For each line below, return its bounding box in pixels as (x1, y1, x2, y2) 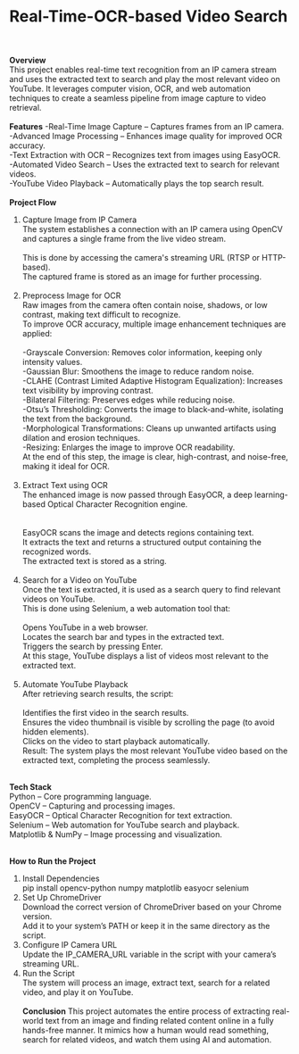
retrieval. (9, 102, 42, 112)
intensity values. (21, 356, 83, 367)
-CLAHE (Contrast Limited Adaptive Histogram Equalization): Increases (21, 375, 284, 386)
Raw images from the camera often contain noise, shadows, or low (21, 299, 268, 310)
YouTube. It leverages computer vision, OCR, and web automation (9, 83, 252, 94)
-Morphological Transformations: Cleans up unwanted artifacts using (21, 422, 277, 434)
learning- (253, 489, 288, 500)
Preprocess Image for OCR (21, 290, 121, 301)
